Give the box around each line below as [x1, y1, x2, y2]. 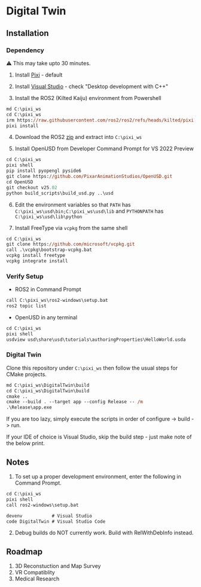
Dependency [6, 46, 45, 55]
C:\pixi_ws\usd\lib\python [14, 214, 83, 220]
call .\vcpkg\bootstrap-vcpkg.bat [6, 247, 93, 253]
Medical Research [14, 575, 60, 582]
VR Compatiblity [14, 569, 55, 576]
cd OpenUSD [6, 178, 33, 185]
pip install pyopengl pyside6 [6, 168, 82, 174]
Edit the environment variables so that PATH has [14, 201, 131, 208]
